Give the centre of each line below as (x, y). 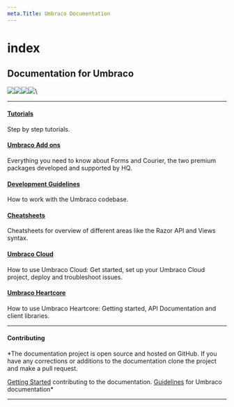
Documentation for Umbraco (71, 74)
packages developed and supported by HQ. (70, 168)
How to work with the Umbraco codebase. (68, 200)
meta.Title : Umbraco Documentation (59, 14)
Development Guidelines (44, 184)
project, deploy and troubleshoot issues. (65, 277)
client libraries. (29, 316)
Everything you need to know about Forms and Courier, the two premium (112, 161)
